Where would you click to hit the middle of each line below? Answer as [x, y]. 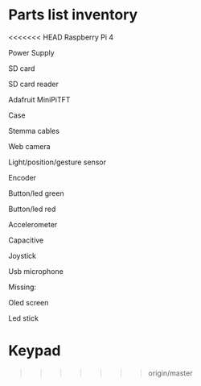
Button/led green [36, 193]
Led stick [23, 318]
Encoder [23, 177]
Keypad [35, 351]
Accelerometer [33, 224]
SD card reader [33, 84]
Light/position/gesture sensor [57, 162]
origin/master [170, 373]
